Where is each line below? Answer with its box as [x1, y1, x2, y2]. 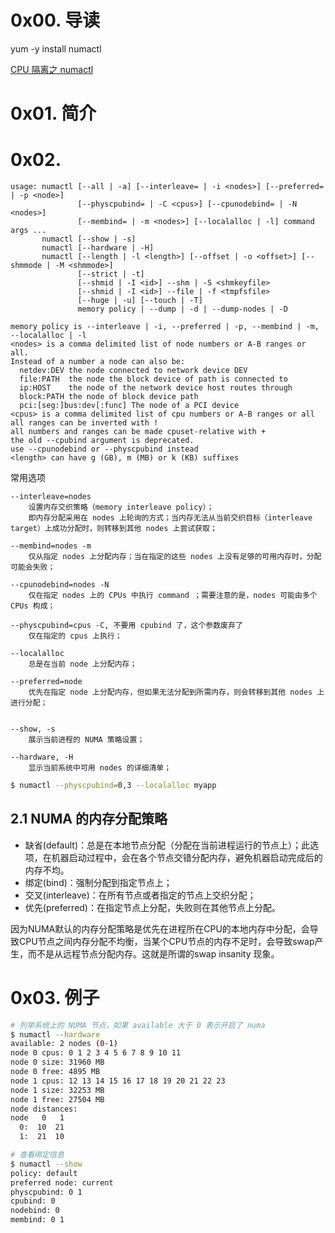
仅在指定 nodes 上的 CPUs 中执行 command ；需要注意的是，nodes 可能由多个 [28, 591, 318, 601]
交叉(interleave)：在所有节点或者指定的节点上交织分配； [24, 889, 257, 901]
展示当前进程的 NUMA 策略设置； [28, 735, 145, 745]
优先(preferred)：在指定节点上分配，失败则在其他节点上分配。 [24, 901, 281, 913]
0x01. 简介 [10, 102, 97, 125]
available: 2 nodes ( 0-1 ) [10, 1039, 118, 1049]
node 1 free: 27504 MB [10, 1094, 105, 1105]
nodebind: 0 [10, 1206, 60, 1216]
